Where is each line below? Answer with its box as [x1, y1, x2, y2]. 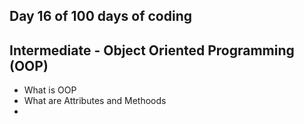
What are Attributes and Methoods [23, 95, 167, 107]
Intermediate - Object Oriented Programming [9, 42, 295, 59]
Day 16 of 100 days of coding [9, 8, 193, 25]
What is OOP [23, 84, 77, 96]
